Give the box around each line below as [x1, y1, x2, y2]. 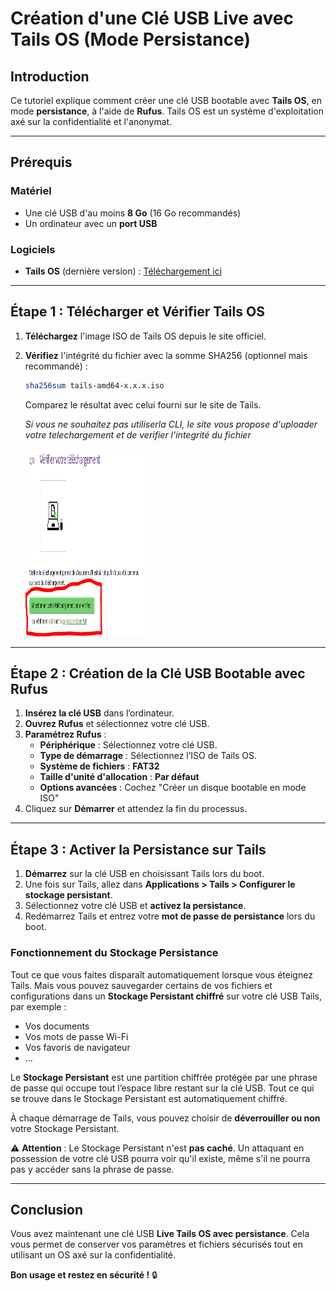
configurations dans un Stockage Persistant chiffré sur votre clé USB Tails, [10, 990, 323, 1002]
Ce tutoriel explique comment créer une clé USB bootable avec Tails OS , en [10, 95, 323, 106]
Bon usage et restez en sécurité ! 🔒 [10, 1269, 158, 1281]
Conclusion [10, 1201, 84, 1218]
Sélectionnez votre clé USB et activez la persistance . [24, 900, 247, 912]
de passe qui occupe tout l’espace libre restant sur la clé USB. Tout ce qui [10, 1082, 315, 1094]
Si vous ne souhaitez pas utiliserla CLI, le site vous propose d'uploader [24, 418, 318, 430]
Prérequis [10, 154, 73, 171]
